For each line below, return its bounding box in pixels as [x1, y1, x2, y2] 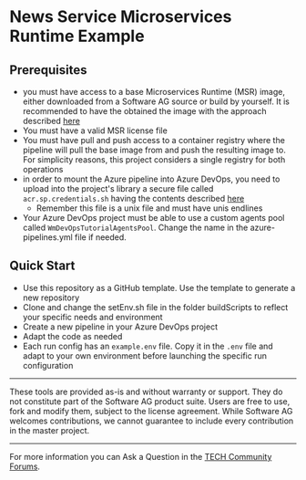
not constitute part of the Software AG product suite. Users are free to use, [9, 395, 291, 407]
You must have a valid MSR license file [22, 125, 168, 136]
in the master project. [9, 424, 90, 435]
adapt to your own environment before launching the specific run [22, 350, 267, 361]
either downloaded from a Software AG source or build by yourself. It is [22, 96, 290, 107]
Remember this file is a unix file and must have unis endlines [36, 203, 263, 214]
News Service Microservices [9, 6, 232, 27]
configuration [22, 360, 74, 370]
